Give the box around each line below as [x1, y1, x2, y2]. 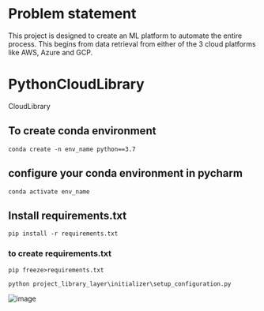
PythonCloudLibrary [8, 76, 145, 93]
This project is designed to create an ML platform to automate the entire [8, 31, 243, 40]
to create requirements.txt [8, 248, 112, 259]
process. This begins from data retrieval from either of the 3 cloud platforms [8, 39, 257, 48]
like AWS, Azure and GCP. [8, 47, 93, 57]
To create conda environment [8, 124, 157, 138]
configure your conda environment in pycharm [8, 167, 243, 180]
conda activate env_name [8, 187, 90, 196]
